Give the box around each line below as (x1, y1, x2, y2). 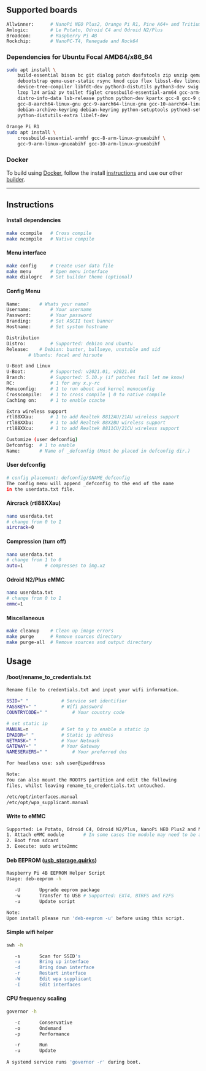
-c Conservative (14, 1019, 72, 1026)
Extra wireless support (6, 408, 67, 415)
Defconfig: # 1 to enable (6, 442, 75, 448)
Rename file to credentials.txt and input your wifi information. (6, 687, 180, 693)
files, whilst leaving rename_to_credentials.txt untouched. (6, 782, 166, 789)
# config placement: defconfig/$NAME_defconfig (6, 475, 131, 481)
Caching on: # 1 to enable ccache (6, 397, 105, 404)
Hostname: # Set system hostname (6, 324, 109, 330)
